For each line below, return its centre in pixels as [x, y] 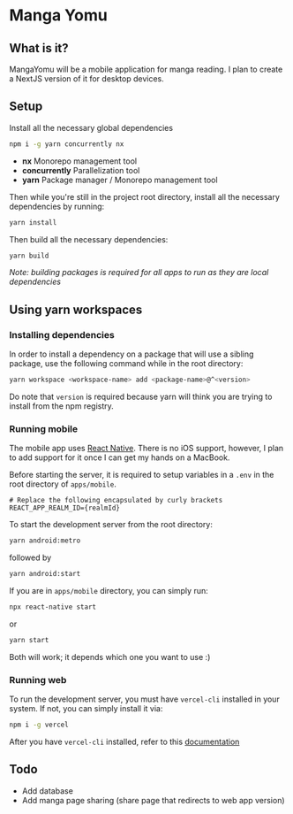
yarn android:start [45, 574]
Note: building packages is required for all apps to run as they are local [139, 273]
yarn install [33, 222]
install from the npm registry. [62, 406]
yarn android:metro [45, 541]
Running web [38, 680]
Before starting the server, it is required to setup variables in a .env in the [142, 475]
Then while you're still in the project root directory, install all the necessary [145, 196]
